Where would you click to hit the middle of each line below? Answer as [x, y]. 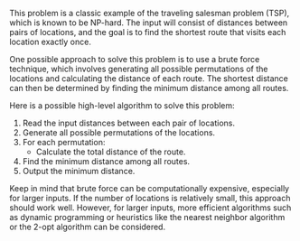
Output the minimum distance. [79, 171]
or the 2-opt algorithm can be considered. [87, 227]
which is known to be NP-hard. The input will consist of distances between [149, 23]
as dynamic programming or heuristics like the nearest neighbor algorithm [147, 217]
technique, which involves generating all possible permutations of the [139, 69]
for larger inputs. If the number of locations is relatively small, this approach [150, 198]
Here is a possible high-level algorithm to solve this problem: [122, 106]
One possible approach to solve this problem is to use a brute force [135, 59]
